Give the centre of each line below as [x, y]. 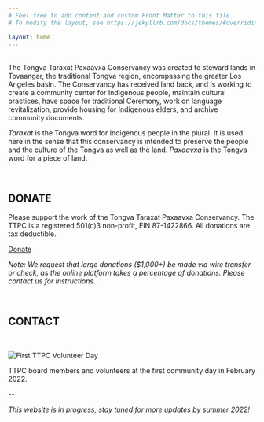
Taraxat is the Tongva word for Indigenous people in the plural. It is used [126, 133]
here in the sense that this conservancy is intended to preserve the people [128, 142]
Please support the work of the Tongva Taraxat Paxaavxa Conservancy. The [131, 217]
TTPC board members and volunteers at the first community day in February [132, 370]
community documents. [46, 118]
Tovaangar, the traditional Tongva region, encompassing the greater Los [125, 76]
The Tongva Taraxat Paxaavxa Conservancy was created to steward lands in [132, 68]
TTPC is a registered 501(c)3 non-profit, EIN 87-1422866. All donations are [129, 226]
